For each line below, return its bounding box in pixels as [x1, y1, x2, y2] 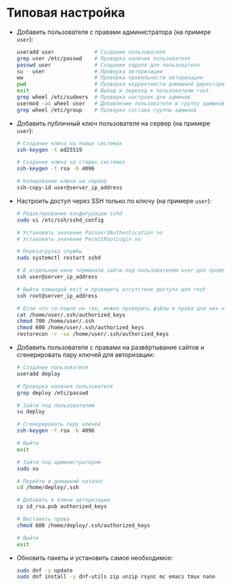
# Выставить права [16, 516, 70, 523]
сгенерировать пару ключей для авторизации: [16, 351, 155, 359]
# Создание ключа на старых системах [16, 159, 126, 166]
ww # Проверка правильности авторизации [16, 74, 204, 81]
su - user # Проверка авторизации [16, 68, 163, 75]
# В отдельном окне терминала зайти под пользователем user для [16, 267, 206, 274]
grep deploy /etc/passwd [16, 389, 89, 396]
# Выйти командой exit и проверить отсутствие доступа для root [16, 286, 206, 292]
